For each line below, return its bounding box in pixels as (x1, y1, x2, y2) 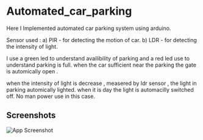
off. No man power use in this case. (6, 92, 96, 100)
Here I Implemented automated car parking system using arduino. (6, 24, 171, 32)
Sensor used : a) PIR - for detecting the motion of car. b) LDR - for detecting (6, 36, 197, 43)
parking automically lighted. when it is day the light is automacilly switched (6, 86, 194, 93)
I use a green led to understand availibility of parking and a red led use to (6, 54, 190, 62)
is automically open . (6, 67, 59, 75)
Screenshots (6, 110, 56, 120)
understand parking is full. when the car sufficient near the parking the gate (6, 61, 197, 68)
